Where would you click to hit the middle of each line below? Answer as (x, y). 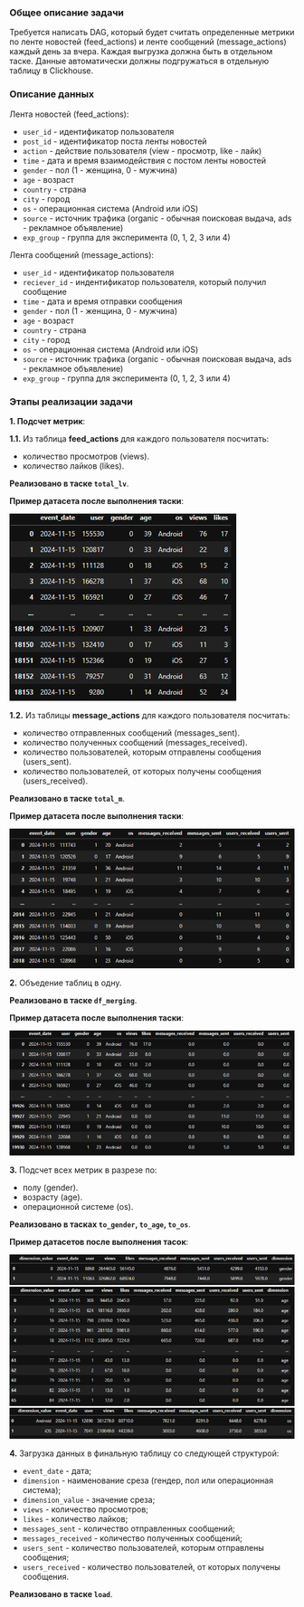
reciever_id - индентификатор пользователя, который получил (144, 281)
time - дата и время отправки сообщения (102, 301)
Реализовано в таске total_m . (67, 798)
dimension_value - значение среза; (89, 1499)
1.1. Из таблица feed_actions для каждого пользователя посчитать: (139, 438)
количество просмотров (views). (86, 456)
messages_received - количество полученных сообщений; (132, 1538)
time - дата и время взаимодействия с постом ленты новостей (144, 160)
